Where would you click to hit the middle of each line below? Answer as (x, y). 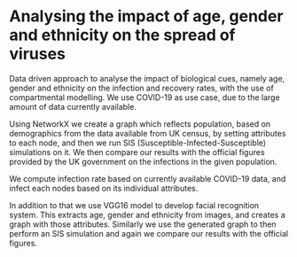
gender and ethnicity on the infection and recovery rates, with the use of (142, 88)
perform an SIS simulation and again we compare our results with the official (149, 233)
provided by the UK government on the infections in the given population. (143, 161)
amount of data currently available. (73, 106)
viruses (38, 54)
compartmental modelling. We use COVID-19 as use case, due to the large (145, 97)
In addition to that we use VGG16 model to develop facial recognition (134, 205)
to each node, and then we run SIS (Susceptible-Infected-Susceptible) (138, 143)
